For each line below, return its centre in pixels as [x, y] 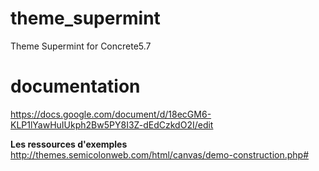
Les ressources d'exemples [69, 144]
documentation [75, 86]
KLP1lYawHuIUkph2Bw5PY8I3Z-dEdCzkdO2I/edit [112, 124]
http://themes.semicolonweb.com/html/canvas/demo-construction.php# [160, 154]
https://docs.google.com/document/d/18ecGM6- [111, 114]
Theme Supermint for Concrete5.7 [81, 46]
